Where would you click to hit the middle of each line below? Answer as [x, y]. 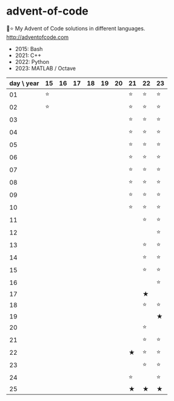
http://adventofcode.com [38, 37]
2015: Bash [29, 49]
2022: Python [32, 61]
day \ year [24, 83]
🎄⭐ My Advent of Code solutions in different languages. [76, 28]
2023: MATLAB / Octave [45, 68]
